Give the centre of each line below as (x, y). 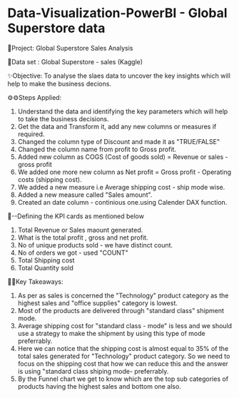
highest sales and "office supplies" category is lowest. (98, 303)
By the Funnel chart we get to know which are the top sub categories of (123, 379)
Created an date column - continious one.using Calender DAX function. (122, 202)
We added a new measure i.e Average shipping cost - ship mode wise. (121, 187)
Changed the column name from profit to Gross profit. (97, 149)
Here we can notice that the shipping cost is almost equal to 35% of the (123, 348)
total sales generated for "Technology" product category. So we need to (124, 356)
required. (31, 134)
